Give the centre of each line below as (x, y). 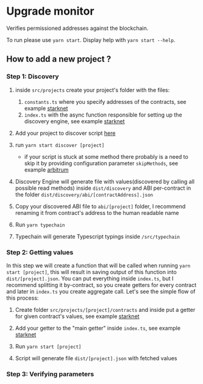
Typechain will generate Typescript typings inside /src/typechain (97, 236)
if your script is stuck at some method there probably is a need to (106, 156)
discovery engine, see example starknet (74, 121)
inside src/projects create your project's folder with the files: (92, 90)
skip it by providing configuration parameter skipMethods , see (101, 163)
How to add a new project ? (59, 59)
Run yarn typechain (40, 225)
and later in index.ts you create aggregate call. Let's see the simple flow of (101, 291)
